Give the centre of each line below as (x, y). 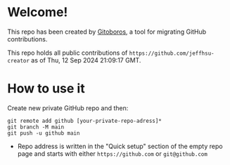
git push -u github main (44, 133)
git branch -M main (36, 127)
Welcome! (38, 12)
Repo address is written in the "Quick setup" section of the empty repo (120, 146)
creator (19, 60)
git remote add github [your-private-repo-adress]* (84, 121)
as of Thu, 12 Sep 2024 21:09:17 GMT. (86, 60)
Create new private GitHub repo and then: (68, 108)
